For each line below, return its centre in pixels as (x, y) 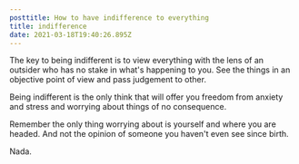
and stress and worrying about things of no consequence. (118, 107)
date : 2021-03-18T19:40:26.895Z (70, 34)
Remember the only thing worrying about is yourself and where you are (143, 124)
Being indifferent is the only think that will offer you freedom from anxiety (146, 97)
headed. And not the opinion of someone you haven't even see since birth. (149, 134)
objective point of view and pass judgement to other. (108, 80)
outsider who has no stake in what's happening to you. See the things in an (150, 70)
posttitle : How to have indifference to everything (109, 18)
